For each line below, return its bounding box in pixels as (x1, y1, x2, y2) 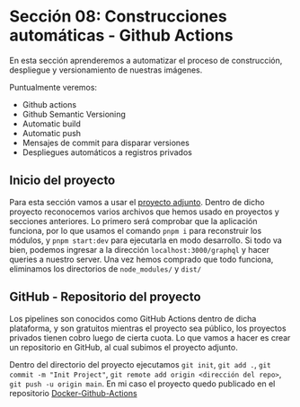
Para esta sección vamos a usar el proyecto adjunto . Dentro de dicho (9, 196, 265, 207)
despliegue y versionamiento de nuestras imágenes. (9, 65, 203, 75)
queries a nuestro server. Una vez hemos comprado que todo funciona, (9, 254, 274, 264)
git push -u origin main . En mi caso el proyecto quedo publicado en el (9, 378, 276, 389)
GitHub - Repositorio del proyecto (9, 290, 201, 305)
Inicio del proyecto (9, 173, 116, 188)
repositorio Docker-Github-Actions (9, 387, 137, 398)
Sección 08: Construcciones (9, 6, 227, 27)
